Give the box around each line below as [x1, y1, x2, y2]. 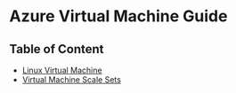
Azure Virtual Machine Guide [9, 6, 228, 27]
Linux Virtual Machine [21, 65, 102, 75]
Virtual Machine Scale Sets [21, 74, 122, 85]
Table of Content [9, 42, 104, 57]
